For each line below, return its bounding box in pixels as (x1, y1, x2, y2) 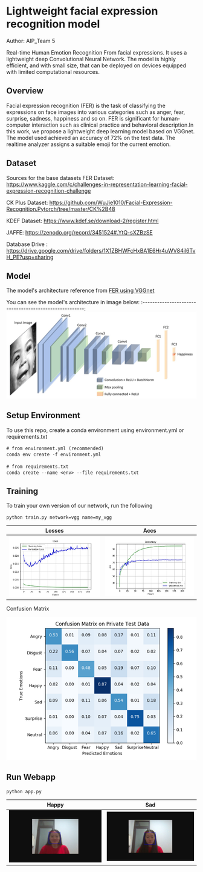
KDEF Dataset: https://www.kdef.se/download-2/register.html (6, 217, 159, 224)
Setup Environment (6, 410, 80, 421)
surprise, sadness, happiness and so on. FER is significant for (6, 115, 160, 122)
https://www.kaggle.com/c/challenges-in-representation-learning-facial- (6, 181, 188, 188)
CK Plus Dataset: (6, 199, 48, 206)
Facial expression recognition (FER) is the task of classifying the (6, 102, 166, 109)
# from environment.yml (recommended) (6, 445, 104, 451)
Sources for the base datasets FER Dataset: (6, 174, 115, 181)
